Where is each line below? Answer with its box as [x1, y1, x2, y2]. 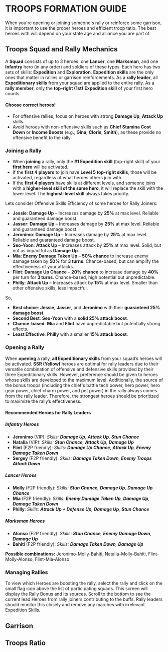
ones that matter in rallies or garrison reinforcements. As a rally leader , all [5, 74, 158, 81]
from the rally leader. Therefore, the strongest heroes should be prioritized [5, 393, 159, 399]
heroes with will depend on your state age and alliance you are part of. [5, 30, 151, 36]
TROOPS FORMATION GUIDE [5, 3, 127, 15]
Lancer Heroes [5, 472, 37, 478]
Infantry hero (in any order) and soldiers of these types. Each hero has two [5, 63, 160, 69]
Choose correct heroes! [5, 102, 56, 108]
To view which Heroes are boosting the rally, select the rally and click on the [5, 580, 163, 587]
